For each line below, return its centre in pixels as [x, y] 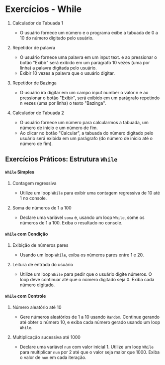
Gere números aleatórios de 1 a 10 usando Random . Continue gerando [90, 317]
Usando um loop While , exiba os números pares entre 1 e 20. [82, 255]
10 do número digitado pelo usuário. [57, 38]
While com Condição [27, 234]
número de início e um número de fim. [59, 128]
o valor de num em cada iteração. [53, 357]
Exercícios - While [43, 9]
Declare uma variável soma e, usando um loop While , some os [82, 217]
